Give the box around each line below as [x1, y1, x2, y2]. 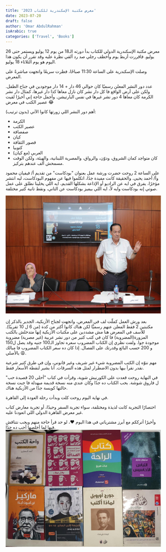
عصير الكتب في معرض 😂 [5, 99, 54, 105]
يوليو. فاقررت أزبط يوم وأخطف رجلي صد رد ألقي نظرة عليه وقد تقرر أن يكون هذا [5, 53, 155, 59]
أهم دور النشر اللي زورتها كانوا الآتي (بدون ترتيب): [5, 109, 97, 114]
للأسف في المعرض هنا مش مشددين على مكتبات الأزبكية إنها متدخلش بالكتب [5, 329, 145, 335]
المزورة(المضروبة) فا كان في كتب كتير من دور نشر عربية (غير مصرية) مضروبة [5, 334, 148, 340]
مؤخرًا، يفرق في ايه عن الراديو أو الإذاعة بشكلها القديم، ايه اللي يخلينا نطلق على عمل [5, 181, 160, 186]
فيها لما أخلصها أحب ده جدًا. [5, 424, 56, 430]
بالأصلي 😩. [5, 350, 27, 356]
